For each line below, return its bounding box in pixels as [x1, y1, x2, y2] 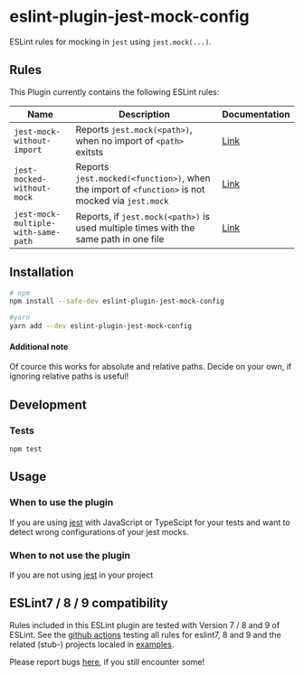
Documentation [221, 108, 290, 120]
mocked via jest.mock [75, 194, 169, 207]
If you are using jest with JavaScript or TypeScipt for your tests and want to [9, 517, 291, 528]
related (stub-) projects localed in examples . [9, 639, 175, 650]
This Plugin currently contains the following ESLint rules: [9, 86, 220, 97]
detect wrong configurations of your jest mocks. [9, 526, 189, 537]
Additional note [9, 341, 69, 352]
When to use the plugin [9, 496, 114, 509]
